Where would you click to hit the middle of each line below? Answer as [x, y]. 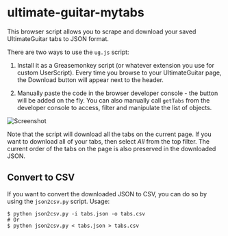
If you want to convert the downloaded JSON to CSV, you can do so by [107, 194]
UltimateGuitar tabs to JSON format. [58, 38]
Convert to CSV [41, 178]
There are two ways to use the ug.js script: [68, 52]
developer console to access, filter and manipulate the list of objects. [114, 107]
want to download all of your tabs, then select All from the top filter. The [109, 141]
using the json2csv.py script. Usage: [59, 201]
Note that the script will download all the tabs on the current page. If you [109, 134]
